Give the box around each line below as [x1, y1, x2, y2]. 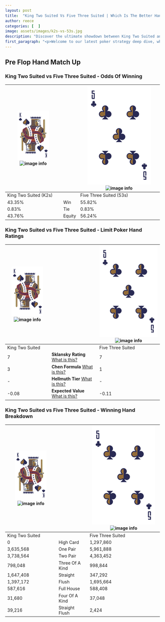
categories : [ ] [5, 24, 41, 29]
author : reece [5, 18, 34, 23]
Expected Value [51, 388, 85, 394]
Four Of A [58, 592, 78, 598]
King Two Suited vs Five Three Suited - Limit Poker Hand [5, 227, 142, 233]
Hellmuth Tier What [51, 376, 92, 382]
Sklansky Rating [51, 351, 86, 357]
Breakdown [5, 413, 33, 420]
